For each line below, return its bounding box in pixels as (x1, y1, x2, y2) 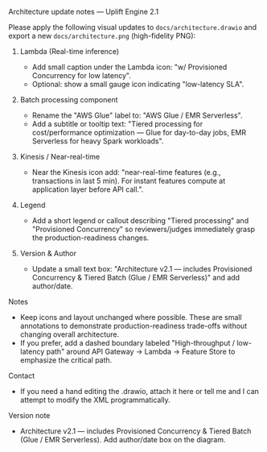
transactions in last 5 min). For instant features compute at (31, 176, 226, 185)
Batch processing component (19, 95, 118, 104)
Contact (8, 371, 35, 380)
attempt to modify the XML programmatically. (19, 395, 170, 404)
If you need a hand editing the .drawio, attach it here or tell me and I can (19, 387, 260, 396)
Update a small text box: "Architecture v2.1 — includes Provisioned (31, 264, 253, 273)
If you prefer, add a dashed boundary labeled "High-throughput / (19, 338, 236, 347)
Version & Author (19, 249, 76, 258)
